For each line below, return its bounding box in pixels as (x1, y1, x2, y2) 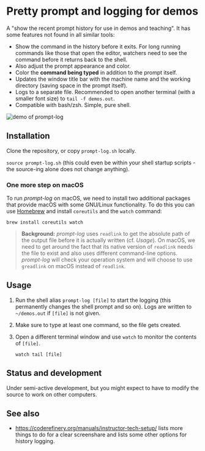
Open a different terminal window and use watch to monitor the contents (15, 333, 197, 340)
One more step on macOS (6, 180, 84, 189)
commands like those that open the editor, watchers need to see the (15, 49, 187, 56)
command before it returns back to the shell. (15, 56, 128, 63)
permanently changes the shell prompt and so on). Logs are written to (15, 302, 192, 310)
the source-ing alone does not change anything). (6, 165, 130, 172)
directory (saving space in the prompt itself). (15, 81, 128, 89)
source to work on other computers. (6, 391, 97, 398)
